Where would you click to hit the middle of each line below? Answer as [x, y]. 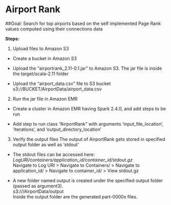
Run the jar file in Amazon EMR [45, 99]
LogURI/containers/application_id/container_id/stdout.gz [72, 160]
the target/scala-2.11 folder [41, 74]
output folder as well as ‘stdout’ [46, 144]
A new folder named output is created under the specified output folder [88, 180]
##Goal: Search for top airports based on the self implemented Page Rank [83, 23]
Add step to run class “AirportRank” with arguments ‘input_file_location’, [88, 124]
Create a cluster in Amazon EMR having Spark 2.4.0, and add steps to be [89, 108]
